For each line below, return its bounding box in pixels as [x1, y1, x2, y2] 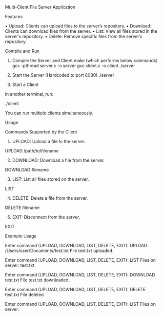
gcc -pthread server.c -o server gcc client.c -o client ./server [12, 63, 135, 68]
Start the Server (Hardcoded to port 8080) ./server [12, 72, 115, 78]
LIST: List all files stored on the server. [12, 176, 89, 182]
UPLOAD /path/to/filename [5, 148, 59, 153]
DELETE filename [5, 205, 40, 211]
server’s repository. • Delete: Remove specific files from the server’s [5, 34, 142, 39]
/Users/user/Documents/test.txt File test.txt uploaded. [5, 248, 114, 253]
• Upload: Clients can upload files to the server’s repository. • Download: [5, 23, 152, 29]
